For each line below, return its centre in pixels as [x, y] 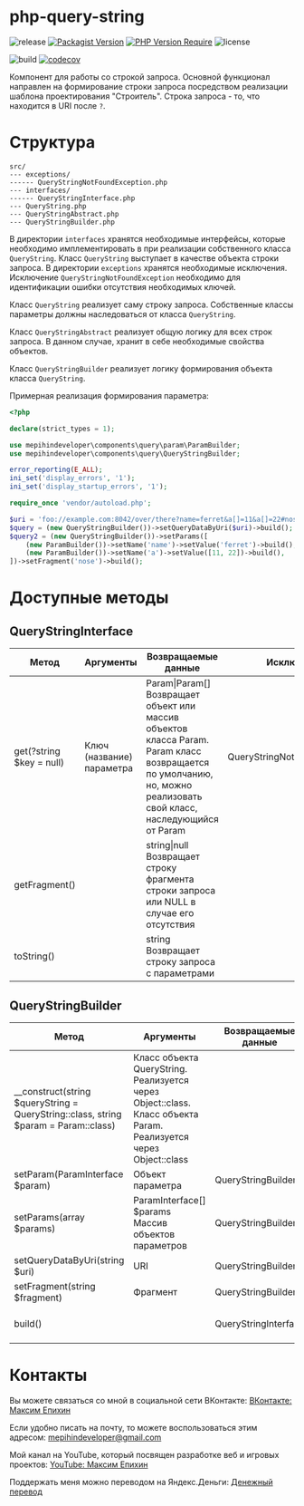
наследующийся [182, 819]
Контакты [48, 1376]
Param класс [174, 751]
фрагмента [170, 879]
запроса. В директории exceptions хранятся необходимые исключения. [148, 267]
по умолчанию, [180, 774]
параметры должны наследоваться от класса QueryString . [123, 314]
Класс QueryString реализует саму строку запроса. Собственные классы [152, 304]
